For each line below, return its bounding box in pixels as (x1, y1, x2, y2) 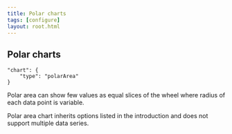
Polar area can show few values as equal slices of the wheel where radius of (7, 91, 226, 99)
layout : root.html (7, 23, 60, 30)
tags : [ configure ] (7, 17, 60, 23)
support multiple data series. (7, 119, 89, 128)
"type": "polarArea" (19, 73, 79, 80)
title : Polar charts (7, 10, 67, 17)
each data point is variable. (7, 98, 84, 107)
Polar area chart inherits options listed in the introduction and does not (7, 112, 208, 120)
